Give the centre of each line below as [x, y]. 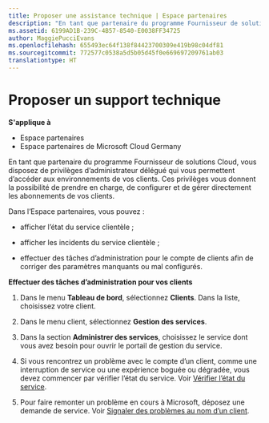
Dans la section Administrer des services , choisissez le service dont [134, 336]
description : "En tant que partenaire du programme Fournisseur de [123, 23]
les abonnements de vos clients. [61, 195]
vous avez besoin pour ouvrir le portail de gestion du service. [121, 345]
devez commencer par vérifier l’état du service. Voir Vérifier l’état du [132, 378]
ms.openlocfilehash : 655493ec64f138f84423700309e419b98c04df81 [116, 46]
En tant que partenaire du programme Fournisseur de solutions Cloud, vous [132, 162]
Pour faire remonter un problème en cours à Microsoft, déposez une [132, 402]
